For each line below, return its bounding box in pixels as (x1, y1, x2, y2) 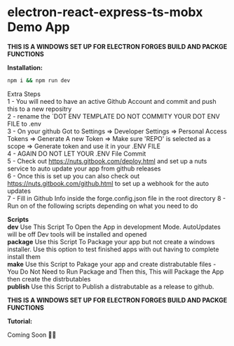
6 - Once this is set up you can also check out (7, 171, 140, 180)
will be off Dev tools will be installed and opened (7, 229, 147, 239)
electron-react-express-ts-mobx (7, 4, 203, 20)
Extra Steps (7, 89, 41, 98)
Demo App (7, 19, 70, 35)
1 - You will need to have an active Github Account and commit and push (7, 97, 216, 105)
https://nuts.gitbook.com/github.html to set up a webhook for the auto (7, 179, 209, 187)
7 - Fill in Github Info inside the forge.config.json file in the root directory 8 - (7, 194, 226, 202)
